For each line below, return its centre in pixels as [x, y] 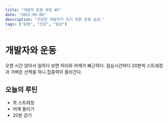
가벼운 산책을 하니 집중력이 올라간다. [46, 72]
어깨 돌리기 [24, 109]
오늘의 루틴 [22, 89]
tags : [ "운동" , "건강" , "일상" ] [36, 24]
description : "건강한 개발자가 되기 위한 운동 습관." [55, 19]
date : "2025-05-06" [26, 15]
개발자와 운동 [31, 51]
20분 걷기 [22, 115]
